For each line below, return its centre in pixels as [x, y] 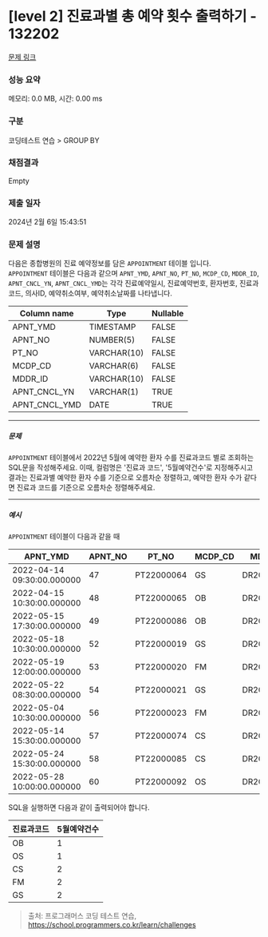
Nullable [167, 314]
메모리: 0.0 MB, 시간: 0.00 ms [55, 99]
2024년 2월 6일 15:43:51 [47, 222]
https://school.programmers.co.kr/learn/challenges [112, 925]
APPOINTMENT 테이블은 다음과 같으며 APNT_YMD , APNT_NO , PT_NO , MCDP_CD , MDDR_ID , [134, 273]
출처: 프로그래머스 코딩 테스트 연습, [82, 916]
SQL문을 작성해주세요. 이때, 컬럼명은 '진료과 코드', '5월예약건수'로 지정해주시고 [131, 467]
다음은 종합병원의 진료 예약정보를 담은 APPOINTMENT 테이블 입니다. [110, 264]
